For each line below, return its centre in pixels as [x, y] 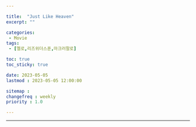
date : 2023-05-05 [27, 75]
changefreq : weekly [31, 97]
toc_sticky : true [27, 65]
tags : [13, 43]
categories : [20, 33]
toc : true [18, 59]
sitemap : [18, 91]
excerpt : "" [20, 22]
